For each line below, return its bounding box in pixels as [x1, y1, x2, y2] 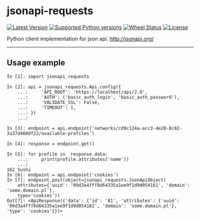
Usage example [7, 58, 66, 68]
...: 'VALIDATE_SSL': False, [17, 99, 100, 105]
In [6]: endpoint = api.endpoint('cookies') [7, 172, 119, 178]
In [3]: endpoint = [7, 125, 55, 131]
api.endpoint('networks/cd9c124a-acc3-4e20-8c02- [57, 125, 183, 131]
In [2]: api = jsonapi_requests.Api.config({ [7, 84, 121, 90]
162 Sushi [7, 167, 31, 173]
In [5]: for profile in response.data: [7, 151, 109, 157]
